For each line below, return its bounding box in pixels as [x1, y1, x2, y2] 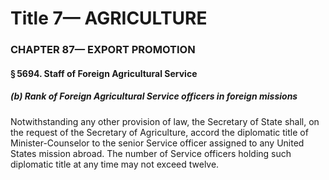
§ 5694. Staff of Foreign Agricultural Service [10, 67, 198, 79]
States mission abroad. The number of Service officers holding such [10, 147, 292, 159]
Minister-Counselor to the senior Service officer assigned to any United [10, 137, 305, 149]
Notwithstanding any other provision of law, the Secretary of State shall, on [10, 115, 320, 127]
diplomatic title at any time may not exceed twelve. [10, 158, 220, 170]
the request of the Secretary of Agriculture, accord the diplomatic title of [10, 126, 309, 138]
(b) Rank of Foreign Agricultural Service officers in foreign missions [10, 90, 298, 102]
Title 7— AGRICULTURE [10, 7, 208, 30]
